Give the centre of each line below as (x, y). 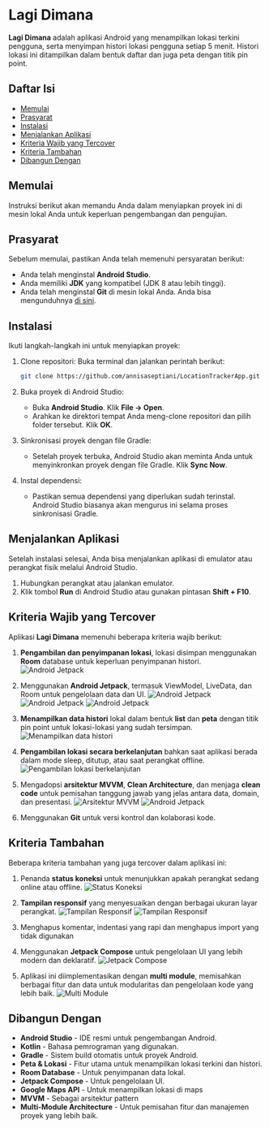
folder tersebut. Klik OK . (73, 425)
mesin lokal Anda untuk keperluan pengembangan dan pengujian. (118, 214)
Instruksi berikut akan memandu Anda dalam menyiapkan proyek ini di (126, 205)
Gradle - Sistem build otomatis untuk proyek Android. (109, 1055)
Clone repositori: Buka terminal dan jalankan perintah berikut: (122, 361)
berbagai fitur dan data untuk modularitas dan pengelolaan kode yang (137, 984)
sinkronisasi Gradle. (65, 514)
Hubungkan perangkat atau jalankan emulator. (97, 583)
